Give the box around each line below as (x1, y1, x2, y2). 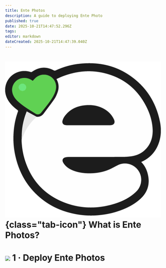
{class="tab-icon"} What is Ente (5, 219, 142, 230)
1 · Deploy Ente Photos (12, 252, 105, 264)
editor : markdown (5, 34, 41, 39)
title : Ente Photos (5, 8, 45, 13)
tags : (5, 29, 16, 34)
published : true (5, 18, 39, 23)
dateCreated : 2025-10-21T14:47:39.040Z (5, 40, 87, 45)
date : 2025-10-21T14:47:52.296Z (5, 24, 72, 29)
